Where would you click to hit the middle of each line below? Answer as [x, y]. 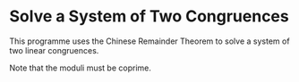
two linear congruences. [54, 50]
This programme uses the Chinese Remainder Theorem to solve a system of [149, 41]
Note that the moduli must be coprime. [81, 68]
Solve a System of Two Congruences [149, 16]
